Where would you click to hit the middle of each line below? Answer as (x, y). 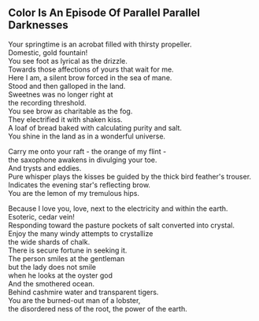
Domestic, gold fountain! (48, 52)
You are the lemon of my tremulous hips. (74, 193)
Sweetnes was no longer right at (61, 94)
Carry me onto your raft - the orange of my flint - (87, 151)
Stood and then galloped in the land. (67, 86)
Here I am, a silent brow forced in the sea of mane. (90, 77)
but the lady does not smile (52, 267)
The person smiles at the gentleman (67, 258)
